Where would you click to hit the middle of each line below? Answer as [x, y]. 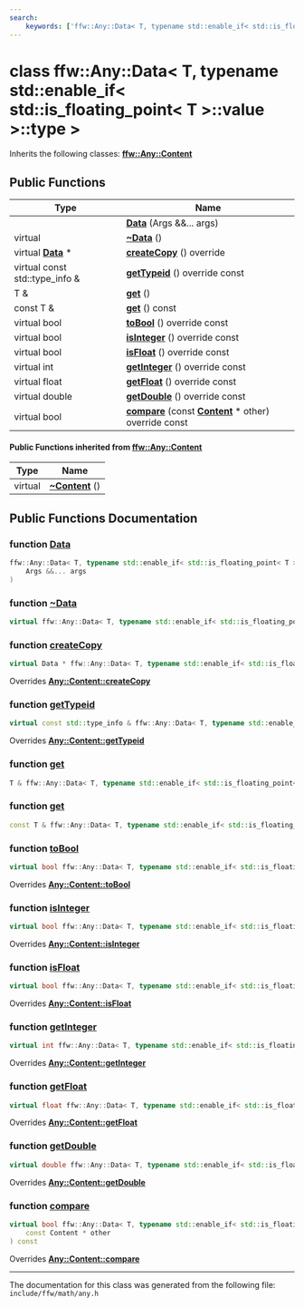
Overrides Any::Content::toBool [70, 884]
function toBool [44, 848]
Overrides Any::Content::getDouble [78, 1182]
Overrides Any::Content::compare [75, 1259]
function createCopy [56, 644]
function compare [50, 1205]
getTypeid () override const [185, 273]
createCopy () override [176, 253]
